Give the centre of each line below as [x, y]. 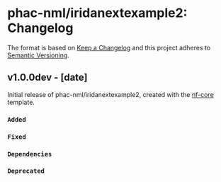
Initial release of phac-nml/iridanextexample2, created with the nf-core [110, 94]
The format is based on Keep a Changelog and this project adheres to [109, 47]
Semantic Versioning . [38, 55]
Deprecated [26, 171]
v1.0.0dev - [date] [47, 78]
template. [21, 102]
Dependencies [30, 154]
